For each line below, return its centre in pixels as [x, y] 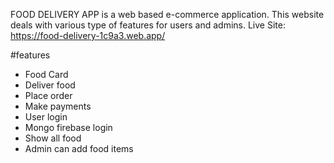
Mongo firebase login [68, 127]
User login [46, 117]
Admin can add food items [79, 148]
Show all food [53, 138]
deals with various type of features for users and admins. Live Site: [148, 25]
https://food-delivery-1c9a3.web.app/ [88, 35]
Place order [48, 95]
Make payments [58, 106]
